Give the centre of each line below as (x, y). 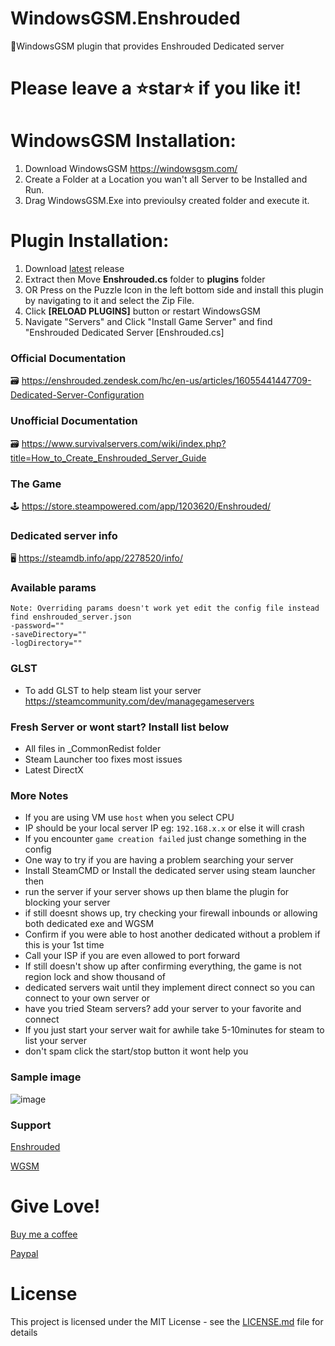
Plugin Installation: (90, 241)
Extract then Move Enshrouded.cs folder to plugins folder (145, 279)
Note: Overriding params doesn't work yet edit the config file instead (165, 608)
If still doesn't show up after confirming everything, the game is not (163, 966)
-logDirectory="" (46, 643)
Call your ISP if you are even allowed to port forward (132, 956)
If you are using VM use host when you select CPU (129, 818)
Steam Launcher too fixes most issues (103, 759)
